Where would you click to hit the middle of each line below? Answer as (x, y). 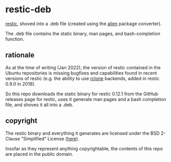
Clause (13, 138)
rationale (20, 55)
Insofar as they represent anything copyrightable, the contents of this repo (84, 148)
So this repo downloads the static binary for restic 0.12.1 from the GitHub (82, 94)
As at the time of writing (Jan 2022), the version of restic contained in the (83, 67)
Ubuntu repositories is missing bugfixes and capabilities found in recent (81, 73)
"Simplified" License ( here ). (50, 138)
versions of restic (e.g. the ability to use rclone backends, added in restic (82, 78)
